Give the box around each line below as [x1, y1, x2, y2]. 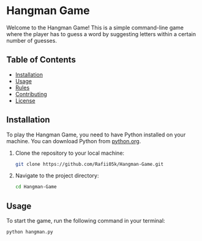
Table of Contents [6, 54, 77, 65]
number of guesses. [6, 37, 57, 44]
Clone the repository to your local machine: [15, 149, 124, 157]
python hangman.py [6, 229, 53, 235]
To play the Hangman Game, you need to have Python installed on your [6, 131, 186, 138]
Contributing [15, 90, 47, 98]
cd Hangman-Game [15, 184, 57, 190]
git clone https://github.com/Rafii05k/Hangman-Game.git [15, 161, 164, 167]
